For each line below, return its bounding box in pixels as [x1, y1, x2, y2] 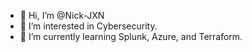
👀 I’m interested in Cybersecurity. [19, 20, 158, 32]
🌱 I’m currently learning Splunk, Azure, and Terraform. [19, 31, 243, 42]
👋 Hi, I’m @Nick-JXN [19, 10, 105, 21]
